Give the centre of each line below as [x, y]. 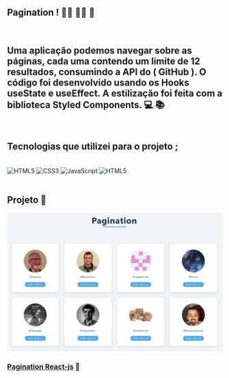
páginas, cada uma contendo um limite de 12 [104, 61]
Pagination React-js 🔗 [44, 366]
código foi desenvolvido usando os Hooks [98, 83]
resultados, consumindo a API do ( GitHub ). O [107, 72]
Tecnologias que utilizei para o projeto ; [93, 147]
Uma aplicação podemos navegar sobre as [100, 51]
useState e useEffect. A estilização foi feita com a [115, 93]
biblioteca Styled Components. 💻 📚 [86, 105]
